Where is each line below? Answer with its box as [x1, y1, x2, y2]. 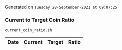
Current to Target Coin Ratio [5, 16, 75, 23]
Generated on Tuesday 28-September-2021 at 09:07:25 [5, 4, 117, 10]
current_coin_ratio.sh [5, 28, 52, 33]
